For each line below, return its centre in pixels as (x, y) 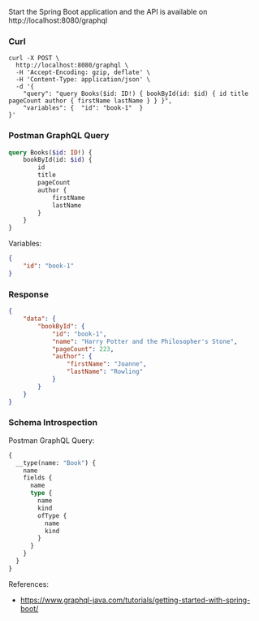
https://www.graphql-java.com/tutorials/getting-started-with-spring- (135, 600)
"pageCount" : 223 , (83, 349)
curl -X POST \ (34, 59)
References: (28, 584)
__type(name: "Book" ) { (56, 462)
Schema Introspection (53, 423)
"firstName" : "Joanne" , (107, 364)
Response (28, 294)
